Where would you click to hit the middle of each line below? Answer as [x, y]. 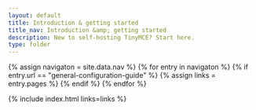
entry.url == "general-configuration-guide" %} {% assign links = [112, 75]
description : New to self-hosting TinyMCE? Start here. [101, 37]
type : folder [29, 45]
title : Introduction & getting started [73, 23]
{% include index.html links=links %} [68, 99]
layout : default [35, 15]
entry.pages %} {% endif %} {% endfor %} [77, 84]
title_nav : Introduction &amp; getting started [88, 30]
